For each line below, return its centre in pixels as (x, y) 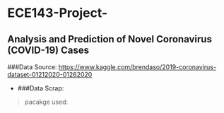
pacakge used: (46, 102)
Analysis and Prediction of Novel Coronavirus (110, 39)
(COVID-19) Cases (48, 50)
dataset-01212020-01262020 (50, 75)
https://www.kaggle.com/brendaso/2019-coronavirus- (137, 67)
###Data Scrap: (41, 88)
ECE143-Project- (58, 13)
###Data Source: (32, 67)
